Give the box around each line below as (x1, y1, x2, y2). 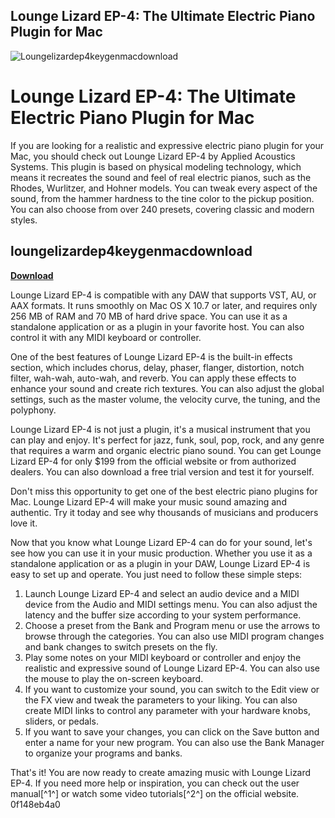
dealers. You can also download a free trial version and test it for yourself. (10, 465, 315, 478)
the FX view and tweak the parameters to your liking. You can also (24, 694, 298, 706)
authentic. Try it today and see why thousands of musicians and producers (10, 506, 319, 518)
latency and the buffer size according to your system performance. (24, 609, 302, 621)
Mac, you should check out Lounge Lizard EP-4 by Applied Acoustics (10, 150, 296, 162)
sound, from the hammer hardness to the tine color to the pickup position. (10, 192, 315, 204)
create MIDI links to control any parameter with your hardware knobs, (24, 704, 311, 716)
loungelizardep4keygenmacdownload (10, 243, 253, 260)
